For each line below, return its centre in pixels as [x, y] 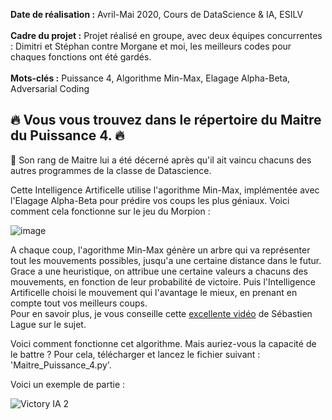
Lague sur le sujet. [48, 324]
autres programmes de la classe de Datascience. [111, 170]
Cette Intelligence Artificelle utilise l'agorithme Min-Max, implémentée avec [165, 190]
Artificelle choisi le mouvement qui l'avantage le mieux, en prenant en [154, 292]
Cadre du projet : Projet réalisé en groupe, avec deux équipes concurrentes [166, 35]
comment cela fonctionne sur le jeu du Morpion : [110, 211]
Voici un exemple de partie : [68, 384]
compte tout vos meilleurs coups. [79, 303]
